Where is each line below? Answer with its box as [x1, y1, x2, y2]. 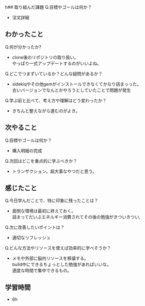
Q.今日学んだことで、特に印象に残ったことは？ [5, 198, 98, 203]
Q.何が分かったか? [5, 44, 42, 50]
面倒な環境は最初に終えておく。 [12, 208, 76, 214]
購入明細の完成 [12, 147, 42, 153]
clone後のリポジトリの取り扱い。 [12, 54, 79, 60]
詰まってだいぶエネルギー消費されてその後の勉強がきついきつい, [12, 214, 141, 220]
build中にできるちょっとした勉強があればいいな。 [12, 262, 112, 268]
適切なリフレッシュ [12, 235, 51, 241]
